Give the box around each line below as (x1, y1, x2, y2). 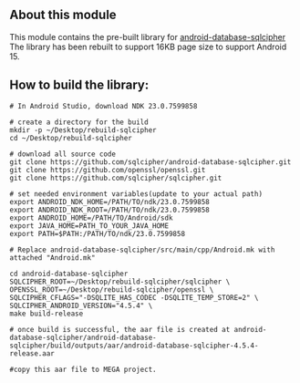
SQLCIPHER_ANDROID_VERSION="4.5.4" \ (9, 301, 153, 310)
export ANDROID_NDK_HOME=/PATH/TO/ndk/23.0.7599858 (9, 197, 210, 206)
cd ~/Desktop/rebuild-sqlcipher (9, 133, 132, 142)
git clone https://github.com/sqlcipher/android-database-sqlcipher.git (9, 157, 292, 167)
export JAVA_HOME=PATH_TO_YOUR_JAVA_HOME (9, 221, 170, 231)
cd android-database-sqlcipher (9, 269, 129, 278)
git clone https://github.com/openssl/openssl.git (9, 165, 206, 174)
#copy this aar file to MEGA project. (9, 365, 157, 374)
